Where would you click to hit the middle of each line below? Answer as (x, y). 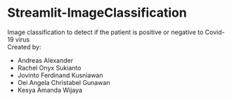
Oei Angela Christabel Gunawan (64, 82)
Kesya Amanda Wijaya (50, 90)
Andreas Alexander (45, 60)
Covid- (215, 32)
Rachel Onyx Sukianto (49, 68)
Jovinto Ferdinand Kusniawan (60, 75)
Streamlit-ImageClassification (97, 13)
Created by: (24, 47)
